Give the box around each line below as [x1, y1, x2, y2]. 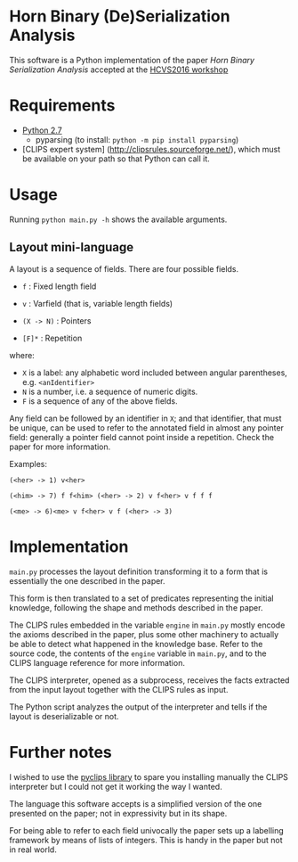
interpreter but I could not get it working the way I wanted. [9, 781, 222, 792]
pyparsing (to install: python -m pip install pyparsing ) [35, 134, 239, 144]
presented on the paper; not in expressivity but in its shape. [9, 808, 228, 818]
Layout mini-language [9, 240, 134, 255]
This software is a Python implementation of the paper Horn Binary [9, 54, 255, 65]
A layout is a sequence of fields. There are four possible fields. [9, 263, 239, 274]
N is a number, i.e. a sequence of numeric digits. [21, 386, 198, 397]
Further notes [9, 742, 113, 762]
